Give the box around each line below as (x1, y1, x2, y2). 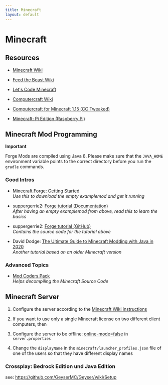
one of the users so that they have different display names (12, 350, 133, 356)
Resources (5, 54, 40, 62)
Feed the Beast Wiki (12, 76, 54, 83)
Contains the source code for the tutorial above (12, 228, 111, 234)
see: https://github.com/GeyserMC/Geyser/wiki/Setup (5, 374, 117, 380)
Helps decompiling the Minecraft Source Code (12, 278, 109, 284)
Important (5, 144, 27, 150)
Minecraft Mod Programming (5, 130, 98, 139)
